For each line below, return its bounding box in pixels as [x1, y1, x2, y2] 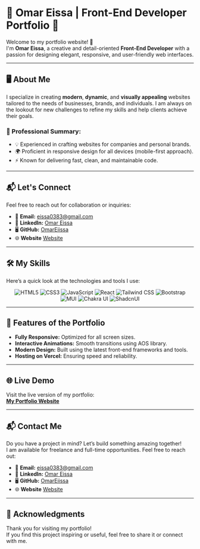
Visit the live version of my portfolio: [6, 391, 95, 398]
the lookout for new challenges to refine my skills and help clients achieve [6, 106, 187, 113]
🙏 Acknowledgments [6, 509, 85, 519]
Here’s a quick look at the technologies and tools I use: [6, 277, 140, 284]
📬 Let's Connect [6, 182, 71, 193]
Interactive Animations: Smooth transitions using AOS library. [14, 340, 168, 347]
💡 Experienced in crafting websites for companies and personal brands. [14, 141, 191, 148]
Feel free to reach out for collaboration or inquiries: [6, 201, 132, 208]
